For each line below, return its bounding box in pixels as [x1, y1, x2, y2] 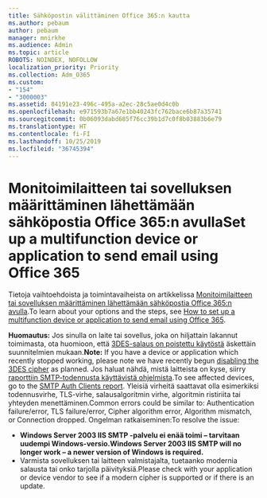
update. [19, 481, 45, 491]
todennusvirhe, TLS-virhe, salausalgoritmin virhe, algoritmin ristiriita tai [8, 390, 241, 399]
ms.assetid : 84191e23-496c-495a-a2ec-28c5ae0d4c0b [8, 100, 180, 108]
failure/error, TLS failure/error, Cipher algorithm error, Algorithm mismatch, [8, 407, 253, 416]
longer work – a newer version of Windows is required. [19, 447, 204, 457]
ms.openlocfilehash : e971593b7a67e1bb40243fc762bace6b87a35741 [8, 108, 222, 116]
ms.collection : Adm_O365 [8, 71, 91, 79]
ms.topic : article [8, 49, 69, 56]
